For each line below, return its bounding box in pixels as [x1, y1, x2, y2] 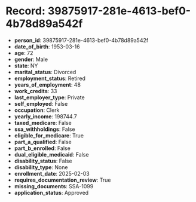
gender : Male [14, 56, 48, 63]
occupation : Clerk [14, 106, 60, 114]
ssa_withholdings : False [14, 126, 75, 133]
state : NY [14, 62, 38, 69]
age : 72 [14, 49, 33, 56]
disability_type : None [14, 163, 68, 171]
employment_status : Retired [14, 75, 86, 82]
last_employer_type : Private [14, 94, 85, 101]
